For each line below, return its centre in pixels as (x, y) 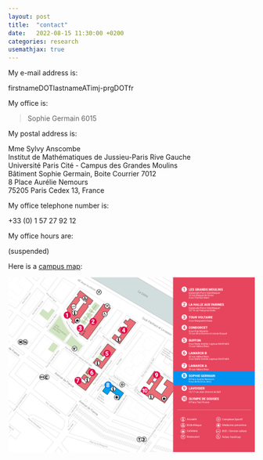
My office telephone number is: (59, 206)
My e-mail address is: (43, 73)
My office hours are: (41, 236)
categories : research (43, 42)
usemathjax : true (36, 50)
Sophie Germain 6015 (62, 118)
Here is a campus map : (45, 266)
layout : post (29, 16)
